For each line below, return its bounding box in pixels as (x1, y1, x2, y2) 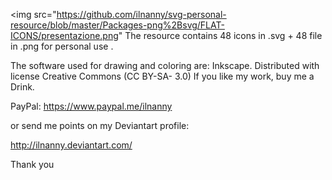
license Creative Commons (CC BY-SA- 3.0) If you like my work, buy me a (10, 70, 315, 82)
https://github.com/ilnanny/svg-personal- (56, 9, 227, 20)
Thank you (10, 159, 55, 170)
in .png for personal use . (10, 40, 114, 52)
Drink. (10, 81, 35, 93)
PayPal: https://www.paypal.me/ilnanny (10, 100, 173, 112)
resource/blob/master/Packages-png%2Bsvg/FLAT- (10, 19, 225, 31)
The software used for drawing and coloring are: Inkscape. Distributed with (10, 60, 320, 71)
